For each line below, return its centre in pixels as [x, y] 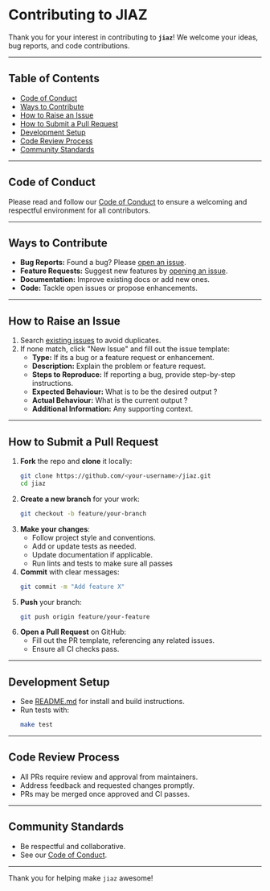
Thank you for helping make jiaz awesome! [81, 878]
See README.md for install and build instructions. [102, 702]
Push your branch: [51, 602]
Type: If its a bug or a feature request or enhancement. [123, 358]
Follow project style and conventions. [94, 537]
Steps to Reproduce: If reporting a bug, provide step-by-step [133, 375]
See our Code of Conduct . [63, 855]
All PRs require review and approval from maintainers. [109, 777]
